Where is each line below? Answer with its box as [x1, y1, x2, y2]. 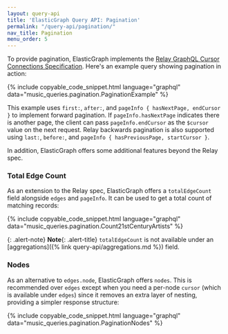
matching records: [7, 201, 59, 210]
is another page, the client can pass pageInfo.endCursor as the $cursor [7, 118, 209, 127]
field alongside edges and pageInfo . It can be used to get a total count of [7, 194, 212, 203]
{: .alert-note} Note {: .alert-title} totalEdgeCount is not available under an [7, 236, 214, 244]
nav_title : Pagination [7, 29, 73, 37]
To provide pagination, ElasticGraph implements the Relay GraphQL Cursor [7, 55, 220, 63]
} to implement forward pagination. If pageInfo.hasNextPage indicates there [7, 111, 220, 120]
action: [7, 70, 27, 78]
